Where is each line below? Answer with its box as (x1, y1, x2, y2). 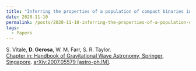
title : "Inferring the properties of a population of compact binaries (6, 8, 184, 15)
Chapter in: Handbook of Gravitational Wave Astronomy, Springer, (6, 52, 164, 59)
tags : (6, 24, 19, 31)
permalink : (6, 19, 33, 25)
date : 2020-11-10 (6, 14, 48, 20)
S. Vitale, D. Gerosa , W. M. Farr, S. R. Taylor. (6, 46, 112, 53)
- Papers (11, 30, 33, 36)
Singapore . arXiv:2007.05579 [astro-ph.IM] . (6, 59, 111, 66)
